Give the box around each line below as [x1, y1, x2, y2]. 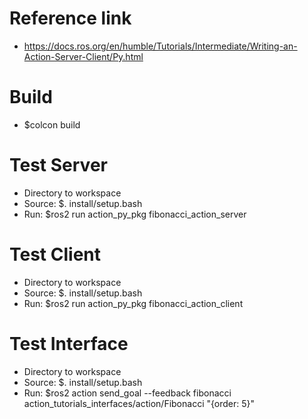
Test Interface [9, 332, 129, 355]
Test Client [9, 243, 102, 266]
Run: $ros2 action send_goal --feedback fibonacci [23, 387, 232, 399]
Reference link [9, 7, 132, 30]
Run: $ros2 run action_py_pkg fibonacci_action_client [23, 297, 244, 309]
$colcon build [23, 118, 81, 131]
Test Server [9, 154, 108, 177]
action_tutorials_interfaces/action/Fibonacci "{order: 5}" [23, 397, 256, 409]
